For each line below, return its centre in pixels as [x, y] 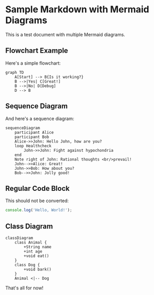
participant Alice [34, 132]
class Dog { [27, 265]
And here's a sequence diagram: [40, 119]
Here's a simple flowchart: [33, 63]
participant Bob [32, 137]
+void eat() [37, 256]
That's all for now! [24, 288]
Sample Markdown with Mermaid [77, 9]
